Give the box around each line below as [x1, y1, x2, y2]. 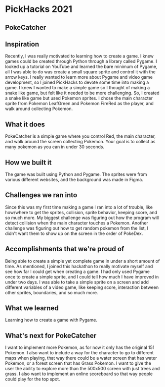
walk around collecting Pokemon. [5, 106, 73, 112]
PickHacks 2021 [5, 3, 73, 15]
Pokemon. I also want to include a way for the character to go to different [5, 350, 154, 356]
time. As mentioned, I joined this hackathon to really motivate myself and [5, 263, 153, 269]
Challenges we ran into [5, 191, 78, 199]
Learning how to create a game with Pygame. [5, 317, 98, 323]
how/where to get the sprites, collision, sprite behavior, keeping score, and [5, 209, 157, 215]
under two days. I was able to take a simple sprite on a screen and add [5, 279, 149, 285]
